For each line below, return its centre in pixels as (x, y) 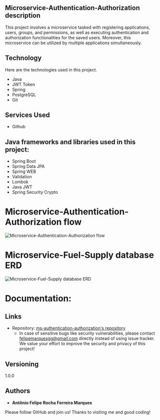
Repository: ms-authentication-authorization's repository (69, 328)
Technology (23, 58)
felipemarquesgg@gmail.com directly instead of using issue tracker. (87, 338)
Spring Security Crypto (35, 192)
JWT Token (23, 84)
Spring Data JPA (28, 167)
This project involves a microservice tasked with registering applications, (78, 27)
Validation (22, 177)
